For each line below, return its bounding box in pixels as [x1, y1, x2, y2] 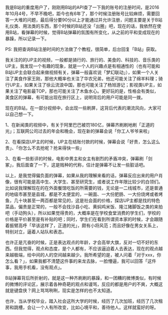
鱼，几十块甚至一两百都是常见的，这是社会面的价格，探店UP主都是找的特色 [5, 197, 160, 203]
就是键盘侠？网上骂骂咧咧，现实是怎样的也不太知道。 [5, 287, 115, 293]
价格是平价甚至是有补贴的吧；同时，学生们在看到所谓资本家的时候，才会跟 [5, 216, 158, 222]
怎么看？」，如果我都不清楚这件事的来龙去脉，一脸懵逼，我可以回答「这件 [5, 258, 156, 264]
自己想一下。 [9, 111, 36, 117]
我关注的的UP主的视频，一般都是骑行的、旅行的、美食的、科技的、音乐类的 [5, 57, 160, 62]
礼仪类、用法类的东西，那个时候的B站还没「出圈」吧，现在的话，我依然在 [5, 23, 157, 29]
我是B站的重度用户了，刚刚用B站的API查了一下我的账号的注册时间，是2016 [5, 4, 159, 10]
